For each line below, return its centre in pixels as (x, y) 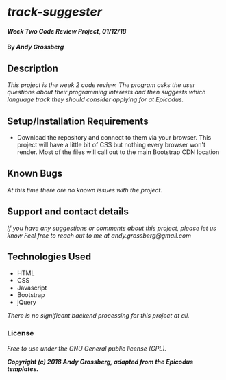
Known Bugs (35, 174)
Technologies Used (49, 257)
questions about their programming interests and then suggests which (106, 92)
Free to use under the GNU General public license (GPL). (87, 348)
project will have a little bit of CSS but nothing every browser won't (111, 145)
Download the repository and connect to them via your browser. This (114, 137)
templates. (23, 369)
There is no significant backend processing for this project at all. (98, 316)
